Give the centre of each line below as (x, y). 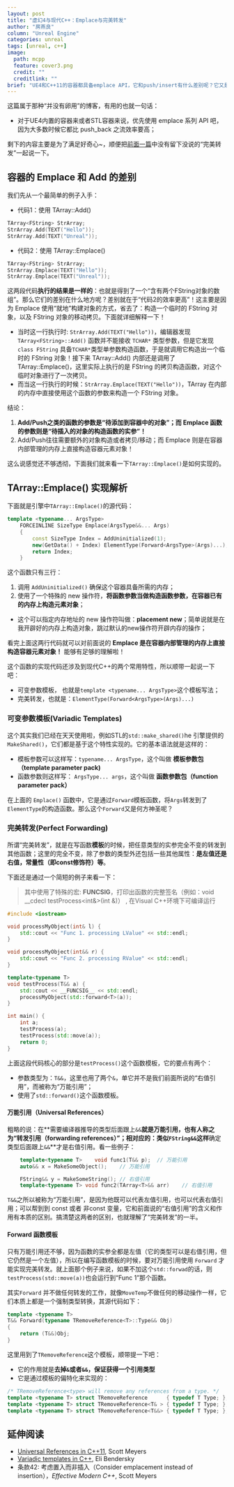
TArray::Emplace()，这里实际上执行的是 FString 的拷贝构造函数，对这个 (119, 367)
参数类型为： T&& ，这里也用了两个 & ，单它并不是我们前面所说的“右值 (114, 1078)
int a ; (29, 1023)
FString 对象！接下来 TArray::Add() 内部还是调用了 (103, 358)
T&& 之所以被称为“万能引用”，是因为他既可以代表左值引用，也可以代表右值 (112, 1200)
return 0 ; (34, 1042)
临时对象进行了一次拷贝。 (54, 376)
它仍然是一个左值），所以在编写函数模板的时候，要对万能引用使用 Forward (112, 1260)
